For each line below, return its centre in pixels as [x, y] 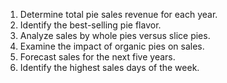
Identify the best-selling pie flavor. [90, 25]
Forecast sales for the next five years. [97, 57]
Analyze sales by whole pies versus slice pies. [115, 35]
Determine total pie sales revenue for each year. [118, 14]
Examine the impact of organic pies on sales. [112, 46]
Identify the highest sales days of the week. [109, 67]
